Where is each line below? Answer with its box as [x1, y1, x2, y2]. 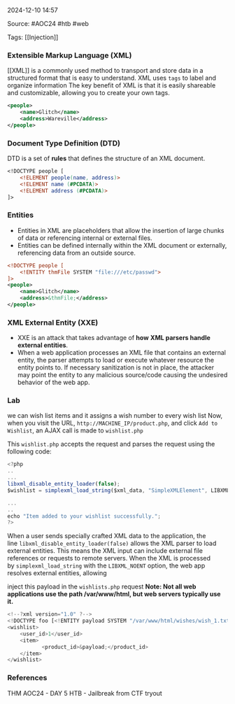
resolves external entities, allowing [7, 569, 107, 577]
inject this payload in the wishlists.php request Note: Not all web [7, 582, 197, 591]
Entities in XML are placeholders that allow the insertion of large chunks [17, 226, 225, 234]
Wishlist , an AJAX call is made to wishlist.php [7, 426, 143, 435]
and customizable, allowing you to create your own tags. [7, 89, 170, 97]
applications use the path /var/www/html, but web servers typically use [7, 590, 221, 598]
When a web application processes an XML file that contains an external [17, 349, 226, 357]
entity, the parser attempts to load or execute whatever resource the [17, 356, 215, 365]
